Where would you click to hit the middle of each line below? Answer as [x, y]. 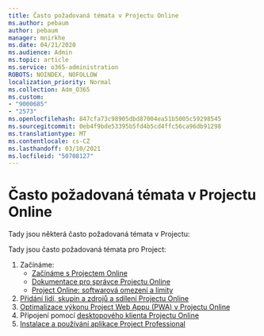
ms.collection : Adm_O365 [49, 89]
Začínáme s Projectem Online [80, 273]
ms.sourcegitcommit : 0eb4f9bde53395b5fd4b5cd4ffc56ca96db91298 [115, 126]
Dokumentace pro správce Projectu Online [101, 282]
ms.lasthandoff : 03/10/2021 [55, 149]
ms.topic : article [38, 60]
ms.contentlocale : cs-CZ [49, 141]
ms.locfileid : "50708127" [51, 156]
